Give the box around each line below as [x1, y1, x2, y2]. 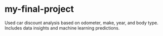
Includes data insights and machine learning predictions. [4, 25, 120, 31]
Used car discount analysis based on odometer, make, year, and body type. [4, 20, 159, 26]
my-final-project [4, 3, 74, 15]
